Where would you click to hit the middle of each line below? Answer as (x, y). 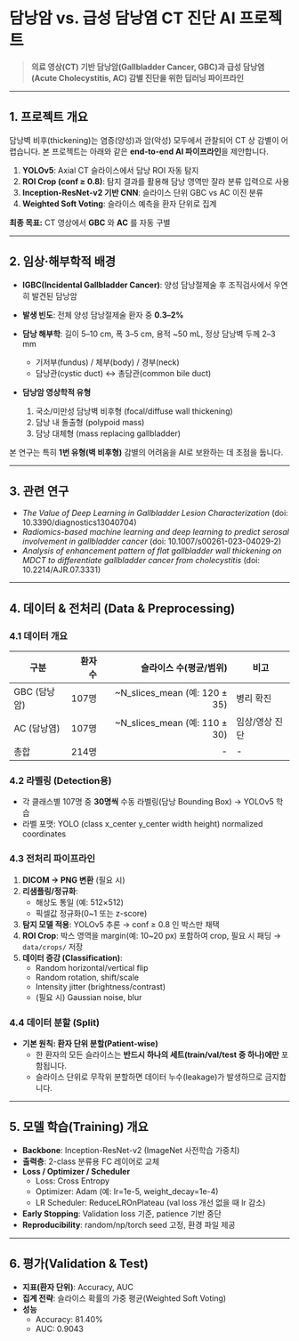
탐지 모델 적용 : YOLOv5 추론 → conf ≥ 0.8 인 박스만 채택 (121, 924)
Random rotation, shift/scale (87, 977)
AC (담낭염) (37, 729)
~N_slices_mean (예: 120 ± (171, 693)
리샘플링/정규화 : (50, 891)
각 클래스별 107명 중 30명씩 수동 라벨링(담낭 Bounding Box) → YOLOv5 (148, 802)
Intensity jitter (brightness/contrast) (101, 986)
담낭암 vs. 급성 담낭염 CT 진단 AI (122, 18)
